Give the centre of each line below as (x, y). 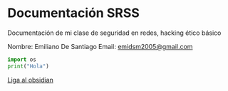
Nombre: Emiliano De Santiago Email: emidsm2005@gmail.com (100, 46)
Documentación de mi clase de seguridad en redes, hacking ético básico (114, 33)
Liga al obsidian (30, 80)
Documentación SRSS (74, 13)
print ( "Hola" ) (28, 66)
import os (22, 59)
